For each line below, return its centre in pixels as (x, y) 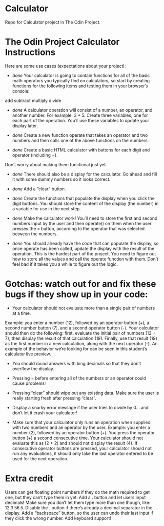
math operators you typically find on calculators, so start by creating (81, 80)
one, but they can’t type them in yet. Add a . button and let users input (75, 497)
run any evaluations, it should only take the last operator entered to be (83, 453)
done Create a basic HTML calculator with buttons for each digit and (81, 150)
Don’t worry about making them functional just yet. (56, 164)
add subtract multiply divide (33, 100)
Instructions (30, 52)
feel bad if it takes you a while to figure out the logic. (65, 264)
